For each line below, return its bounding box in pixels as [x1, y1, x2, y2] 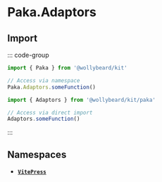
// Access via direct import [7, 109, 93, 116]
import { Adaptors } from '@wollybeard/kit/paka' [7, 96, 156, 103]
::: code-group [7, 51, 49, 59]
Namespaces [7, 148, 67, 160]
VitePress [17, 169, 47, 176]
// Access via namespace [7, 77, 80, 84]
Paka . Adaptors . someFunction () [7, 84, 96, 91]
